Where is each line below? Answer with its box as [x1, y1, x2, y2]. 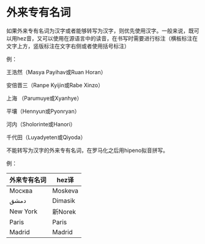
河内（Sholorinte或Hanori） [6, 120, 76, 128]
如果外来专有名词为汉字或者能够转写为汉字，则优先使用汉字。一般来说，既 [6, 27, 194, 34]
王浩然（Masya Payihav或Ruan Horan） [6, 68, 106, 75]
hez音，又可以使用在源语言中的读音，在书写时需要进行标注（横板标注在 [17, 34, 198, 42]
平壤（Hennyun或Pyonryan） [6, 107, 80, 115]
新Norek [52, 207, 76, 216]
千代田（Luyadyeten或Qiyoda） [6, 133, 86, 141]
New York [9, 207, 38, 215]
